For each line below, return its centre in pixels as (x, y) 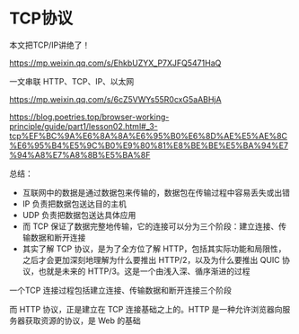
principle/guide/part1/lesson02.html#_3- (84, 126)
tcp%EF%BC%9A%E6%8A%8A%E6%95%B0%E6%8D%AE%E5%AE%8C (149, 136)
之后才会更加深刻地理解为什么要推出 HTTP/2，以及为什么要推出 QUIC (151, 259)
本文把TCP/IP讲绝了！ (50, 45)
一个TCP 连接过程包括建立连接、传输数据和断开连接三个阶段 (120, 290)
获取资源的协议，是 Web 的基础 (83, 321)
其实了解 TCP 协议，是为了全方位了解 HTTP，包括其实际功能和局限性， (154, 249)
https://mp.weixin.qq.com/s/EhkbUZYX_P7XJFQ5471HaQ (115, 63)
